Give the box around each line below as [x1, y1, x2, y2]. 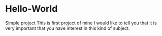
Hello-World [5, 3, 58, 15]
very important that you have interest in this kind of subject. [5, 25, 130, 31]
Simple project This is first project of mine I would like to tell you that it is [5, 20, 157, 26]
